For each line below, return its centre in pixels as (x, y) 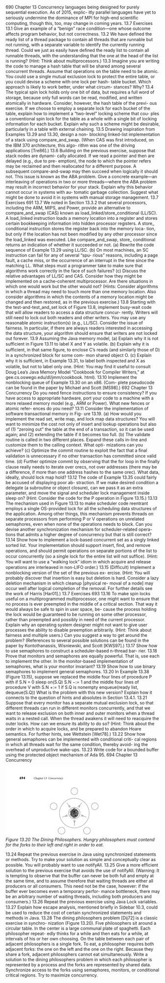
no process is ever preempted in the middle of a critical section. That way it (82, 604)
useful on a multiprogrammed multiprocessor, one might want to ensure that (82, 599)
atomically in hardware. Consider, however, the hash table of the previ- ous (81, 103)
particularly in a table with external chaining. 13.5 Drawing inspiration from (80, 129)
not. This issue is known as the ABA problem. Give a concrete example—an (81, 176)
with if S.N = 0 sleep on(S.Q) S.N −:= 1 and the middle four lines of (72, 682)
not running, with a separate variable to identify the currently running (75, 45)
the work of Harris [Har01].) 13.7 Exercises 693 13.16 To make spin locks (78, 594)
